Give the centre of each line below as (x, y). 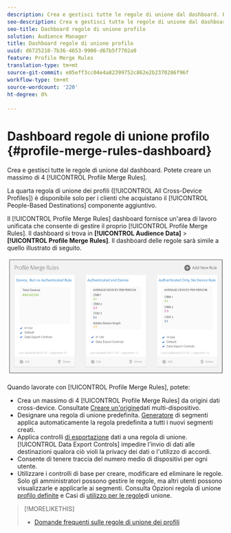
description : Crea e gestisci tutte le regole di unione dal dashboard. (113, 14)
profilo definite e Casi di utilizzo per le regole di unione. (94, 495)
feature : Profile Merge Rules (51, 58)
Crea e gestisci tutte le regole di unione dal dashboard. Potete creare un (109, 170)
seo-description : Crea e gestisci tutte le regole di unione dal (102, 22)
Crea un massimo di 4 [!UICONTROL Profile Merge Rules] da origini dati (118, 400)
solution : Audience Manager (47, 36)
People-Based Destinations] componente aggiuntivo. (82, 206)
